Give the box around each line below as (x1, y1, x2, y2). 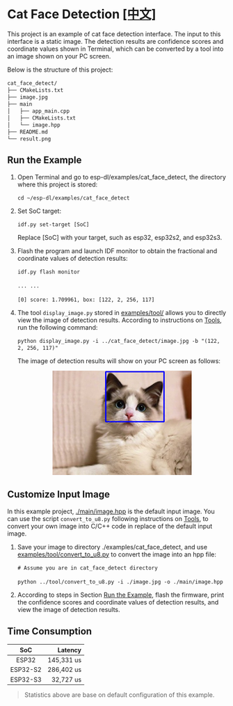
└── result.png (7, 135, 51, 143)
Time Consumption (7, 625, 93, 637)
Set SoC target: (17, 207, 61, 215)
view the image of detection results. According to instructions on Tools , (17, 316, 223, 324)
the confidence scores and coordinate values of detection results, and (17, 597, 219, 606)
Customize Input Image (7, 488, 110, 501)
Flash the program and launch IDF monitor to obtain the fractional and (17, 246, 218, 255)
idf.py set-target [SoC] (17, 220, 90, 228)
